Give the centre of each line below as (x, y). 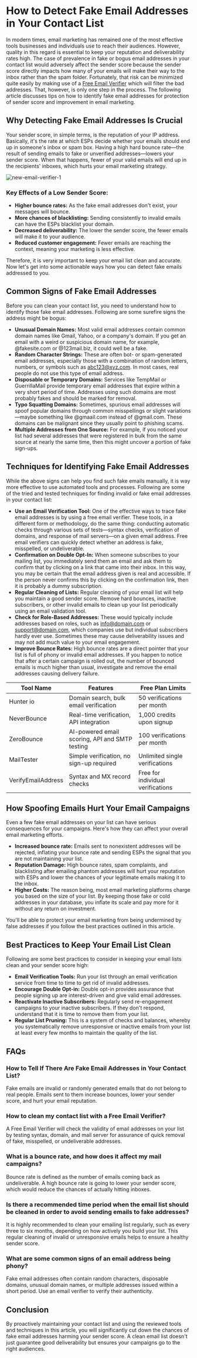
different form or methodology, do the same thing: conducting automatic (102, 523)
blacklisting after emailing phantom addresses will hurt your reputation (100, 871)
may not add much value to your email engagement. (77, 642)
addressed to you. (28, 273)
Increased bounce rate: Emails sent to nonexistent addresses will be (98, 846)
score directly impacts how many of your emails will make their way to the (95, 71)
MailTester (23, 760)
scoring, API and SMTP (101, 739)
